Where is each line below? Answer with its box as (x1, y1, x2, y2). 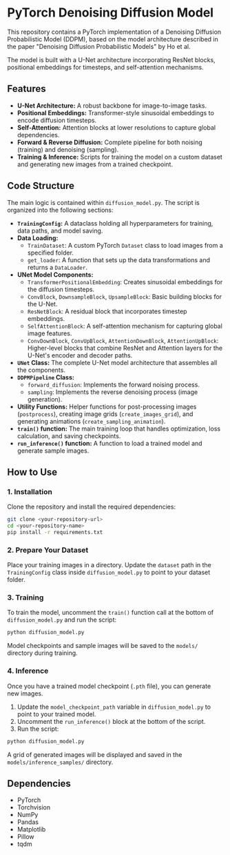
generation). (27, 395, 63, 403)
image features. (27, 329, 72, 337)
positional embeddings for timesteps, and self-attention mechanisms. (7, 63, 205, 71)
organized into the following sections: (7, 206, 114, 214)
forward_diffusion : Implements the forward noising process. (27, 380, 200, 389)
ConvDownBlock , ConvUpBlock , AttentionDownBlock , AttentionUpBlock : (27, 336, 219, 344)
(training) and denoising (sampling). (17, 145, 119, 153)
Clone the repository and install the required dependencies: (7, 502, 176, 511)
